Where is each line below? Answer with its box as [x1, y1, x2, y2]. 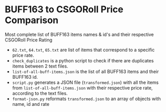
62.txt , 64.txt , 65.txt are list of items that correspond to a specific [12, 47, 155, 53]
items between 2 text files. [12, 63, 69, 69]
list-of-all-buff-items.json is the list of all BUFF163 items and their [12, 68, 159, 75]
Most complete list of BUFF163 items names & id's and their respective [5, 31, 154, 37]
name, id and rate [12, 101, 50, 107]
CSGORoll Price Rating [5, 37, 52, 43]
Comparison [5, 14, 59, 26]
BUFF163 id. [12, 74, 38, 80]
